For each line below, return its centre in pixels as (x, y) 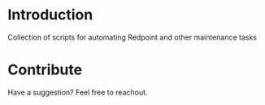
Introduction (50, 15)
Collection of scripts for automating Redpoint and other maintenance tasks (132, 37)
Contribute (45, 70)
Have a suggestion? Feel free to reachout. (78, 92)
